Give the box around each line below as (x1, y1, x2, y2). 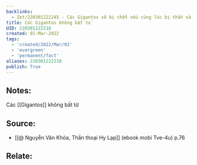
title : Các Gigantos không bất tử (6, 20, 91, 25)
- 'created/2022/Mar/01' (11, 42, 73, 48)
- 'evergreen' (11, 47, 46, 53)
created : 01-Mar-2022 (6, 31, 60, 37)
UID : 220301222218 (6, 25, 51, 31)
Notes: (6, 85, 31, 95)
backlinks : (6, 8, 33, 15)
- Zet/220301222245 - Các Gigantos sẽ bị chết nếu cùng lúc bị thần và (11, 14, 192, 20)
